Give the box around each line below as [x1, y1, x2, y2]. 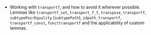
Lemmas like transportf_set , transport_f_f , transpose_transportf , [9, 9, 147, 15]
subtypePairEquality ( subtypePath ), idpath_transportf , [9, 15, 122, 20]
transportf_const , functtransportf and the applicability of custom [9, 20, 145, 26]
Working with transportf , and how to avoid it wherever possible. [9, 4, 141, 10]
